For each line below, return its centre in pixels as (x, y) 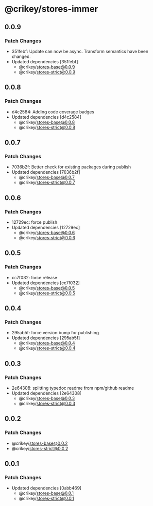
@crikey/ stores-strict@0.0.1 (46, 498)
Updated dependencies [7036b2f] (46, 172)
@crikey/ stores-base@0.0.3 (47, 398)
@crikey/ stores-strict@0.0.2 (40, 448)
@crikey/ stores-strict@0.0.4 (47, 348)
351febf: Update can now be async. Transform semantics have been (80, 51)
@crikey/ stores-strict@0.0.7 (47, 182)
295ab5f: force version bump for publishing (55, 333)
